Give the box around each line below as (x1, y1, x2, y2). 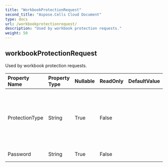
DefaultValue (128, 77, 160, 84)
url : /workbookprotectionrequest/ (5, 21, 77, 27)
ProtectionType (7, 114, 43, 121)
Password (7, 150, 31, 157)
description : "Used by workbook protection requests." (5, 26, 122, 31)
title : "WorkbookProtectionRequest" (5, 7, 81, 13)
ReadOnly (99, 77, 124, 84)
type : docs (5, 17, 28, 22)
